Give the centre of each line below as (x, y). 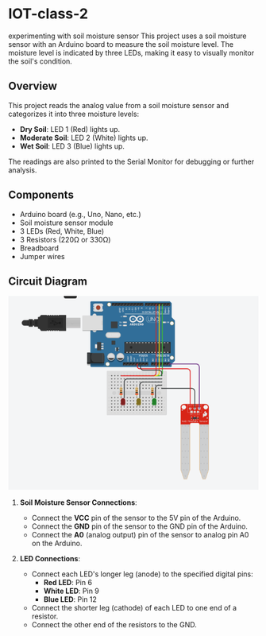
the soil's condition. (40, 61)
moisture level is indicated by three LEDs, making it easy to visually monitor (131, 52)
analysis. (23, 170)
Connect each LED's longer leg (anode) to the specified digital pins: (143, 574)
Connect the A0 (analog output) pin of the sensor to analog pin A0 (140, 535)
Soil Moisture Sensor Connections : (78, 502)
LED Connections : (50, 559)
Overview (33, 86)
